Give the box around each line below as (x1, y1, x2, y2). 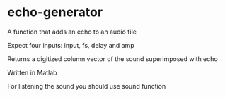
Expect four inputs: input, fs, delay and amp (7, 41, 134, 49)
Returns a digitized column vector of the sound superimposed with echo (7, 54, 218, 63)
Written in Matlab (7, 68, 58, 77)
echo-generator (7, 4, 103, 20)
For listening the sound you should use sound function (7, 82, 166, 90)
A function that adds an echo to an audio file (7, 27, 137, 36)
